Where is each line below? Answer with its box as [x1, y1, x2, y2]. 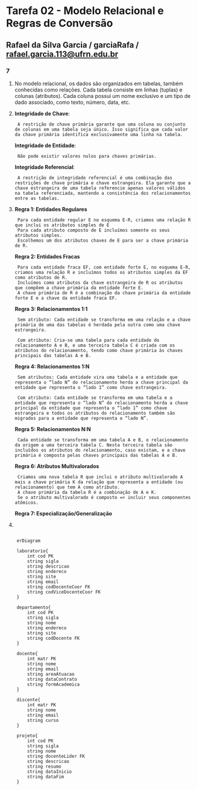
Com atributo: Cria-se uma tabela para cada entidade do [17, 337, 159, 343]
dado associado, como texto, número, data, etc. [14, 99, 131, 106]
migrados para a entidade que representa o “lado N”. [14, 415, 149, 421]
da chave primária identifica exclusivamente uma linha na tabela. [14, 131, 183, 137]
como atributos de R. [14, 274, 67, 280]
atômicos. [14, 500, 39, 506]
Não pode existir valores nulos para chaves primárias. [17, 153, 157, 159]
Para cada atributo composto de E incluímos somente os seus [17, 227, 170, 233]
